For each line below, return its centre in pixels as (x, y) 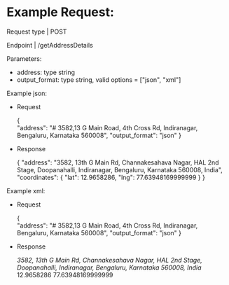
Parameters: (24, 58)
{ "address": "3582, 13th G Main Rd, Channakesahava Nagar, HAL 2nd (118, 162)
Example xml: (26, 190)
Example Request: (61, 12)
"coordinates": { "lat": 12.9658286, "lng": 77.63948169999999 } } (111, 177)
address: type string (46, 72)
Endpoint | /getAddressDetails (50, 45)
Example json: (27, 93)
